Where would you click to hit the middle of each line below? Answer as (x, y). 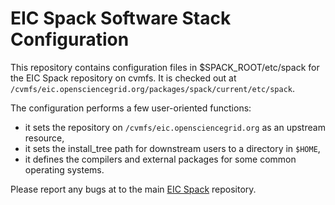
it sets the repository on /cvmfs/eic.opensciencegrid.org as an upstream (175, 127)
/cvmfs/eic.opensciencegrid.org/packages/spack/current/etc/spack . (153, 88)
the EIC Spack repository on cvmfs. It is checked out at (123, 78)
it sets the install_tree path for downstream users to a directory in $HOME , (172, 148)
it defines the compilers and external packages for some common (160, 159)
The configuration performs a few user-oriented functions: (131, 108)
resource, (44, 138)
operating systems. (64, 169)
